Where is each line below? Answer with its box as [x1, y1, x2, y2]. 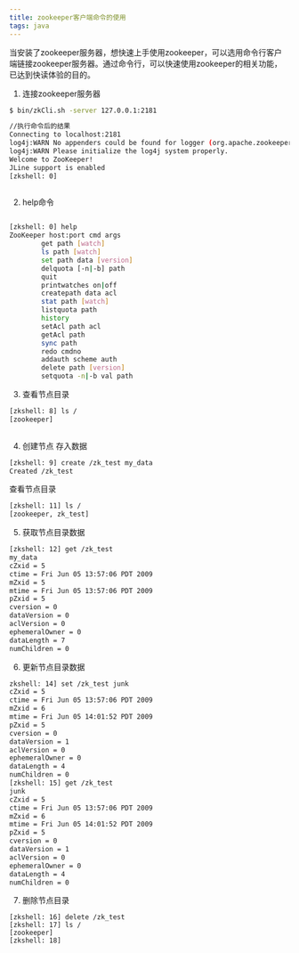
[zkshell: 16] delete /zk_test [9, 913, 125, 922]
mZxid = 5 [9, 578, 46, 587]
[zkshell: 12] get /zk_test [9, 545, 114, 554]
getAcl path [41, 330, 86, 339]
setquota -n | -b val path [41, 371, 133, 381]
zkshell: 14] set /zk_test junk [9, 679, 129, 688]
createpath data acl [41, 289, 117, 298]
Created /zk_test [9, 467, 74, 476]
